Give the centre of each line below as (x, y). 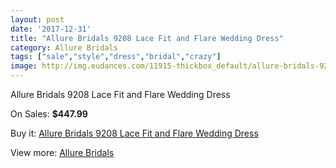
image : (24, 66)
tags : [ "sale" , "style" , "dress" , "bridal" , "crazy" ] (116, 57)
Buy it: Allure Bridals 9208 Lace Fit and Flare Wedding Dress (134, 133)
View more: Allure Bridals (62, 152)
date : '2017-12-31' (51, 29)
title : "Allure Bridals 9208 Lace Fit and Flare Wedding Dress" (147, 38)
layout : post (37, 19)
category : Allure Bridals (64, 47)
